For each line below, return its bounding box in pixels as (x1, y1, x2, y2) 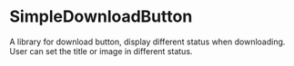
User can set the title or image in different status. (9, 45, 193, 56)
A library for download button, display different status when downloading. (9, 36, 286, 47)
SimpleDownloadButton (9, 6, 193, 27)
